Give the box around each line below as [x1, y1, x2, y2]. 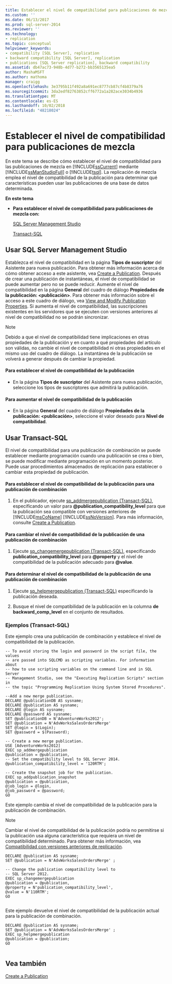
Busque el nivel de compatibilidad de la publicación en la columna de [12, 603, 159, 610]
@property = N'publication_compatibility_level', [5, 885, 114, 890]
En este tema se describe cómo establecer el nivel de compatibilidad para [5, 158, 161, 164]
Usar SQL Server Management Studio [5, 245, 127, 255]
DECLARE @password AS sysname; [5, 711, 72, 717]
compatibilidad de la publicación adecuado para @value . [12, 559, 134, 565]
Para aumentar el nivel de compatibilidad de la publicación [5, 396, 132, 402]
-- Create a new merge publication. [5, 739, 83, 744]
